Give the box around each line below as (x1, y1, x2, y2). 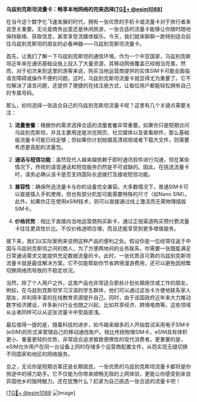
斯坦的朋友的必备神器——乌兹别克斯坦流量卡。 (31, 40, 145, 47)
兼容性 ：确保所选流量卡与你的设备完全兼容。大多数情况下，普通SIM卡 (14, 183, 184, 190)
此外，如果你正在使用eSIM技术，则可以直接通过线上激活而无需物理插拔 (14, 198, 186, 205)
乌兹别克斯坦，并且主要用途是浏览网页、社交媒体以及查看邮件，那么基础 (14, 129, 189, 136)
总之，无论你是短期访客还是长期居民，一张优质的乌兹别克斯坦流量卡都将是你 (6, 363, 191, 370)
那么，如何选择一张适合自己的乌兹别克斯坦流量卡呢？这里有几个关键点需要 (6, 102, 186, 109)
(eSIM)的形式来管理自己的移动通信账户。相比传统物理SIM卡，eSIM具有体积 (6, 329, 188, 335)
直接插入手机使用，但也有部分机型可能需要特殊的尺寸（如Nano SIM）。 (19, 191, 191, 197)
